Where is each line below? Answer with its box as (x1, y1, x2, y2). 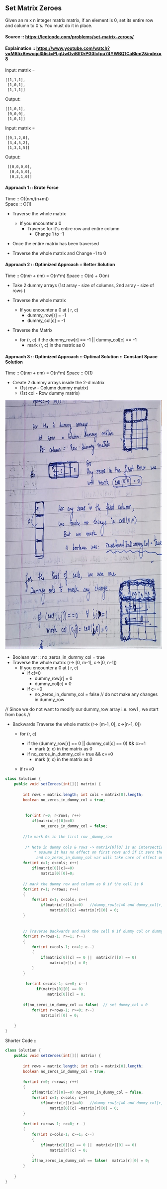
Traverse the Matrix (12, 327, 53, 333)
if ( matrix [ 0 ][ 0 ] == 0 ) (36, 987, 83, 992)
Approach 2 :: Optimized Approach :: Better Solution (5, 262, 115, 268)
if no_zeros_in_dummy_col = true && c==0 (27, 751, 113, 757)
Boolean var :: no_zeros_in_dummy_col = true (12, 654, 105, 660)
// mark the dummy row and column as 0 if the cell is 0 (23, 882, 143, 887)
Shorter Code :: (5, 1038, 37, 1043)
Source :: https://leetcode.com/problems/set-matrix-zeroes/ (5, 34, 134, 40)
